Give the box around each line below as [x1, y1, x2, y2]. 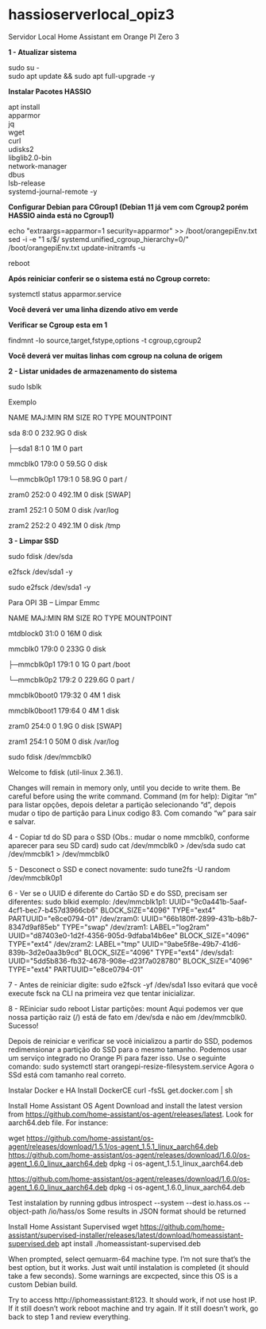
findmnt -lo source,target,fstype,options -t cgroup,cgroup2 [8, 335, 202, 345]
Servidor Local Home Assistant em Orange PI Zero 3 [8, 32, 180, 41]
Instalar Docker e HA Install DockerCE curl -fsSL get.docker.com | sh [8, 1085, 233, 1095]
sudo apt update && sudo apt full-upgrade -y [8, 71, 156, 80]
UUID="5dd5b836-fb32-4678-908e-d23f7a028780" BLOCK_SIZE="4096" [8, 956, 253, 965]
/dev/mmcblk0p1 [8, 873, 63, 882]
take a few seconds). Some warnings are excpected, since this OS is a [8, 1271, 238, 1280]
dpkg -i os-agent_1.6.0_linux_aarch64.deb [109, 1182, 245, 1192]
